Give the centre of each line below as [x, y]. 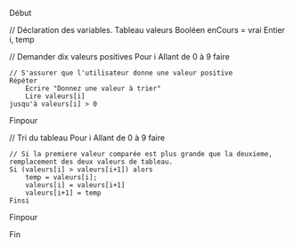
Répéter [24, 81]
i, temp [22, 40]
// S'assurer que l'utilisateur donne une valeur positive [121, 73]
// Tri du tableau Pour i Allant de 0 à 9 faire [87, 138]
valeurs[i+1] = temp [63, 193]
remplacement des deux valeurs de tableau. [91, 162]
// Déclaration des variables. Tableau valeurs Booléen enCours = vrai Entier [147, 30]
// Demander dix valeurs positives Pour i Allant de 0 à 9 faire [119, 56]
